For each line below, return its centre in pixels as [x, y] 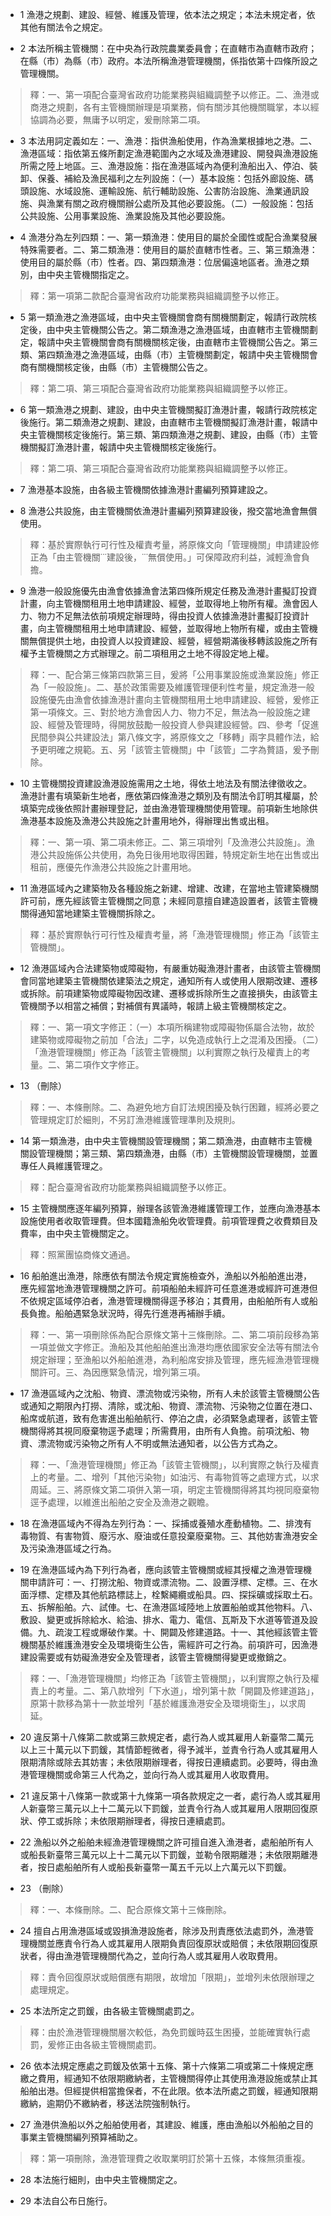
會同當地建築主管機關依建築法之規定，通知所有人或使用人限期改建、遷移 [168, 981]
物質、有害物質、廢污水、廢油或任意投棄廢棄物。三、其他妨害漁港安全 [173, 1536]
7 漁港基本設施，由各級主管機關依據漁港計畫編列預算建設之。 [146, 489]
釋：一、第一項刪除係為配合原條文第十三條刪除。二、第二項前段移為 [170, 1334]
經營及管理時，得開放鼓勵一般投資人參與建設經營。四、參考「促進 [183, 724]
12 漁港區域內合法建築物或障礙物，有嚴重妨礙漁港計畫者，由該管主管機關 [170, 968]
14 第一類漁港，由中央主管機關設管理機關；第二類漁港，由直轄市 [153, 1141]
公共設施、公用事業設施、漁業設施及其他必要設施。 [125, 216]
